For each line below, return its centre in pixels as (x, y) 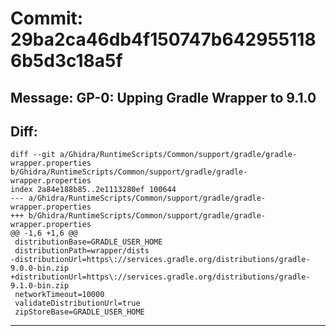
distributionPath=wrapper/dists (82, 251)
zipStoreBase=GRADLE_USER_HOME (79, 312)
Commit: (47, 18)
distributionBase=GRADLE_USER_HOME (88, 242)
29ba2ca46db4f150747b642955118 (163, 39)
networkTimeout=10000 (59, 295)
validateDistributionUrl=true (77, 303)
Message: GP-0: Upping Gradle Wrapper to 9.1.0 (163, 97)
